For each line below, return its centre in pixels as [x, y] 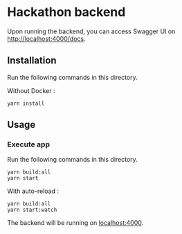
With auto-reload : [33, 191]
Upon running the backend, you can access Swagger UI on [91, 31]
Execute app [29, 144]
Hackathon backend [66, 12]
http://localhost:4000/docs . [46, 38]
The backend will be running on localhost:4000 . [75, 223]
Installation [32, 61]
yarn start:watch [32, 210]
